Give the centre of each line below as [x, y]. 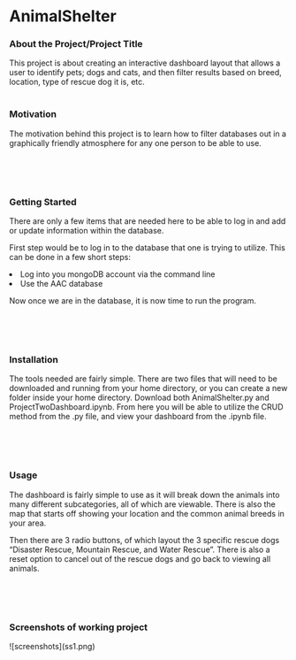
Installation [34, 360]
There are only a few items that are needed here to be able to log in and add [148, 221]
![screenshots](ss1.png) [52, 646]
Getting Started [43, 202]
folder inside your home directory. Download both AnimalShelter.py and [139, 398]
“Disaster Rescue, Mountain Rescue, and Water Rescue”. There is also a [140, 549]
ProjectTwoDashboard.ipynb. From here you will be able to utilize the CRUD [146, 407]
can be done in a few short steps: [70, 257]
